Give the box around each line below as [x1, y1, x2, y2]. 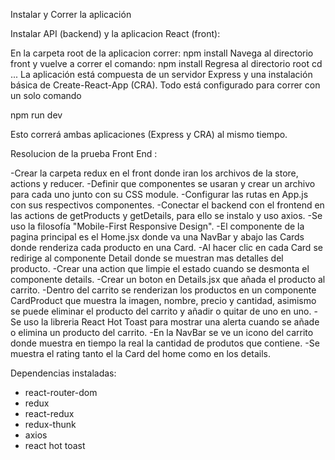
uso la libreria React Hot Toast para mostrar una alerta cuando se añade [23, 316, 320, 328]
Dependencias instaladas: [10, 367, 117, 379]
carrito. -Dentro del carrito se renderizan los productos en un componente [10, 284, 317, 296]
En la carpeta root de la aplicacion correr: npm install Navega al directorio [10, 47, 314, 59]
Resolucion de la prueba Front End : [10, 148, 158, 159]
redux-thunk [24, 419, 77, 430]
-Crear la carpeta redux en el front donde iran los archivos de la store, [10, 167, 299, 179]
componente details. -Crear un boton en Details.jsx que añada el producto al [10, 274, 326, 285]
